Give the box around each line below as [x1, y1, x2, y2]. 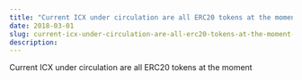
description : [9, 37, 58, 47]
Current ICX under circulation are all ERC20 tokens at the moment [9, 62, 253, 73]
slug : [9, 29, 30, 38]
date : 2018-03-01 [9, 21, 75, 30]
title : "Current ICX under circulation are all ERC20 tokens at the [9, 12, 271, 22]
